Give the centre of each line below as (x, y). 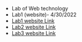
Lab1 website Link (33, 21)
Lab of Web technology (40, 8)
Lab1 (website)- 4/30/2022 (44, 15)
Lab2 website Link (34, 27)
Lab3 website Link (34, 33)
